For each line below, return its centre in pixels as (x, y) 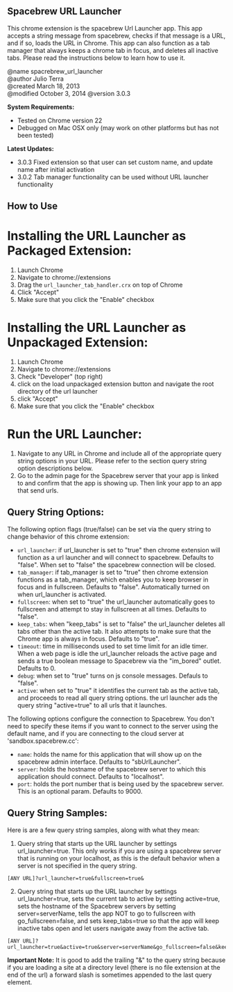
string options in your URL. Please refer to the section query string (112, 461)
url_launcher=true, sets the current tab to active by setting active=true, (119, 898)
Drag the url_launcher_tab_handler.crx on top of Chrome (100, 285)
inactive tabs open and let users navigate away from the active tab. (113, 928)
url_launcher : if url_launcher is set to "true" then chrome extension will (119, 550)
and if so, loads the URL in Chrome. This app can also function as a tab (109, 43)
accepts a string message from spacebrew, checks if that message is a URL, (116, 35)
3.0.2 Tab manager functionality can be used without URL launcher (113, 177)
